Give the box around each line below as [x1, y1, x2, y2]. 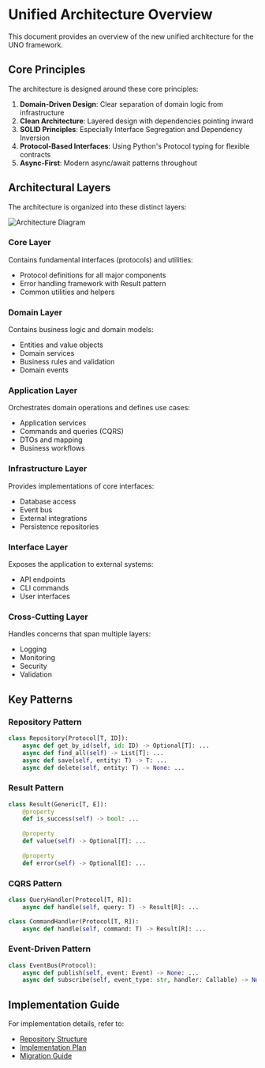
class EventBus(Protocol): [8, 961, 97, 969]
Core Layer [8, 237, 51, 248]
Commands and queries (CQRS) [19, 427, 125, 436]
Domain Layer [8, 307, 63, 318]
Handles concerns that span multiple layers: [8, 629, 151, 639]
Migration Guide [19, 1051, 73, 1061]
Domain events [19, 365, 69, 375]
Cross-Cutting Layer [8, 611, 88, 622]
